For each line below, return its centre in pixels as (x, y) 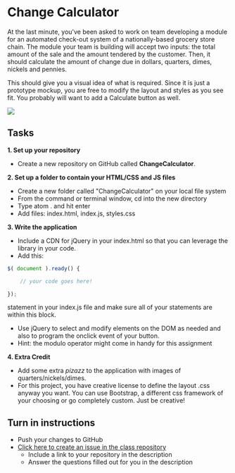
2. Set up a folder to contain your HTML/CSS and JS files (91, 177)
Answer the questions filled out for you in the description (110, 462)
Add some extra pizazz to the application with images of (99, 371)
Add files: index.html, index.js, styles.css (76, 213)
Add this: (31, 256)
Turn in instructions (51, 423)
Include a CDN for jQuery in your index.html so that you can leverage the (123, 241)
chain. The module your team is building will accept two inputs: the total (112, 46)
